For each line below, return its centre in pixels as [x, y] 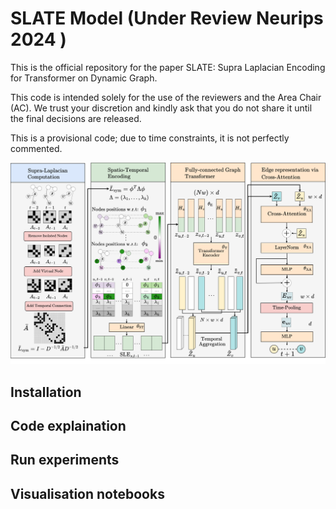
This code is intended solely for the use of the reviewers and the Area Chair [166, 97]
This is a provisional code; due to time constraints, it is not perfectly [150, 138]
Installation [46, 392]
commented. [36, 148]
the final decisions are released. [76, 118]
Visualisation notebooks [87, 493]
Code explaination [68, 426]
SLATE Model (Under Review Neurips [167, 18]
